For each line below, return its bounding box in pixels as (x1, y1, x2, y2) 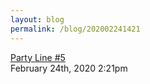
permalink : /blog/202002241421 (10, 24, 141, 34)
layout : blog (10, 14, 65, 25)
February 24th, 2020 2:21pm (10, 62, 128, 74)
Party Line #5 (10, 51, 66, 63)
